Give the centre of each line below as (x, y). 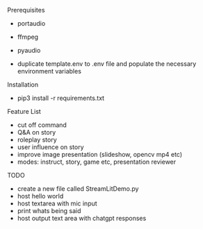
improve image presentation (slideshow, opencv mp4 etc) (100, 154)
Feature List (24, 111)
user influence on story (51, 147)
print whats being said (49, 211)
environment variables (49, 71)
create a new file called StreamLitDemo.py (78, 189)
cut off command (42, 125)
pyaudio (29, 50)
